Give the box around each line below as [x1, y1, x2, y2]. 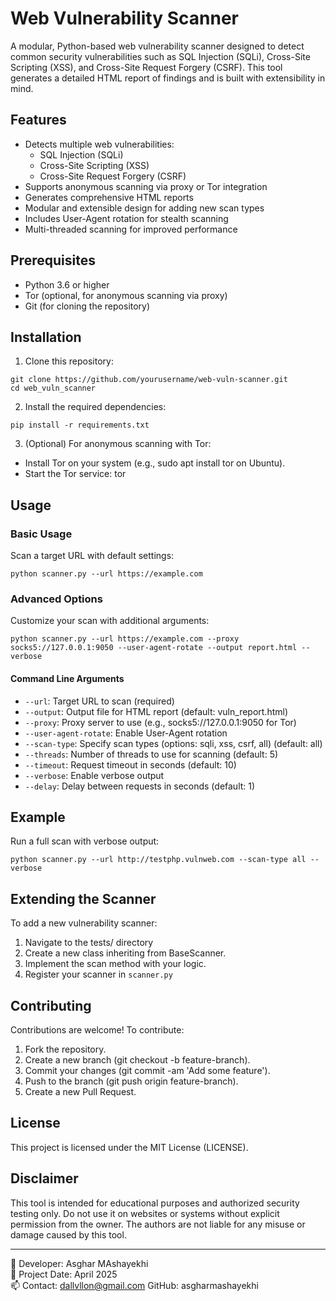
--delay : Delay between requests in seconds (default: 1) [24, 780, 256, 792]
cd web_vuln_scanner [10, 383, 97, 394]
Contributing [10, 997, 92, 1014]
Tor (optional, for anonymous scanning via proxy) [24, 289, 228, 301]
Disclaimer [10, 1170, 79, 1187]
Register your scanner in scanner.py [24, 968, 173, 981]
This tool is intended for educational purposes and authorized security [10, 1197, 300, 1209]
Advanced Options [10, 592, 103, 606]
